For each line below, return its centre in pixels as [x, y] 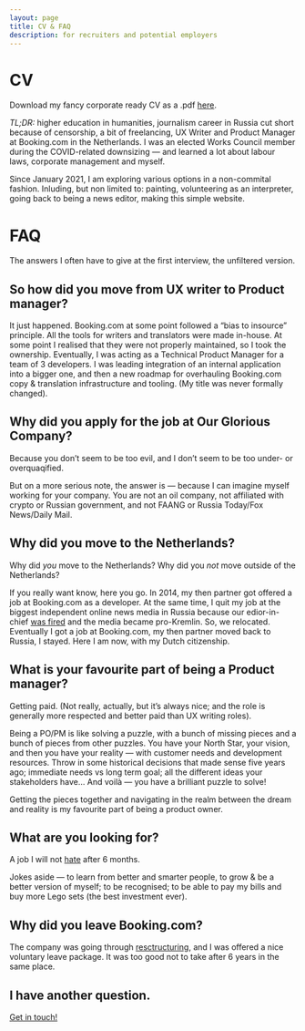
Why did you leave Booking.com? [106, 925]
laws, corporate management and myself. [87, 161]
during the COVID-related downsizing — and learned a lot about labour [142, 152]
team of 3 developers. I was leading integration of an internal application [145, 365]
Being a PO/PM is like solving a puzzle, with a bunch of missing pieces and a [153, 733]
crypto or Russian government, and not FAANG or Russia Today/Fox [137, 505]
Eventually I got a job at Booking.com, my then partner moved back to [140, 631]
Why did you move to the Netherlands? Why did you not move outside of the [152, 565]
